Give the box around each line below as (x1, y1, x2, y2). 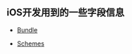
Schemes (16, 39, 45, 48)
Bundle (16, 25, 38, 34)
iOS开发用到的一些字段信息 (6, 6, 125, 19)
